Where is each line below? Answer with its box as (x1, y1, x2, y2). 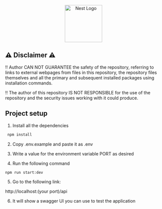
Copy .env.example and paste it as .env (12, 141, 93, 147)
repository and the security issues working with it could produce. (5, 95, 139, 101)
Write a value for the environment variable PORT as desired (12, 150, 134, 156)
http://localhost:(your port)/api (5, 188, 68, 194)
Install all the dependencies (12, 122, 69, 129)
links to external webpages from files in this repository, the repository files (5, 70, 158, 75)
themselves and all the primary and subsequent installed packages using (5, 74, 155, 80)
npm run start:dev (5, 170, 43, 175)
